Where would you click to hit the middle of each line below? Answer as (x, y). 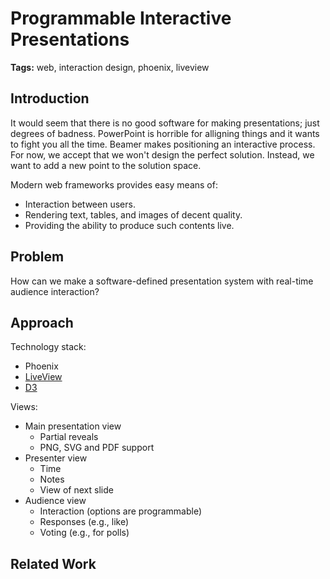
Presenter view (56, 458)
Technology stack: (48, 347)
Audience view (55, 501)
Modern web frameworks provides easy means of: (114, 184)
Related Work (53, 563)
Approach (42, 322)
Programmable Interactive (121, 18)
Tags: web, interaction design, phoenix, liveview (110, 67)
